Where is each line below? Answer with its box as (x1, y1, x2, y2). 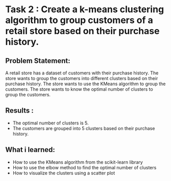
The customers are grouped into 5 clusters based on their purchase (12, 125, 155, 131)
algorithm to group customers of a (5, 14, 153, 26)
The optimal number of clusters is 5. (12, 120, 89, 126)
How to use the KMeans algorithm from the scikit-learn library (12, 159, 143, 165)
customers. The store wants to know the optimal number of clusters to (5, 86, 153, 92)
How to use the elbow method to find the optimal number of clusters (12, 164, 157, 170)
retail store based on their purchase (5, 25, 160, 37)
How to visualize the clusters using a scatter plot (12, 170, 115, 176)
